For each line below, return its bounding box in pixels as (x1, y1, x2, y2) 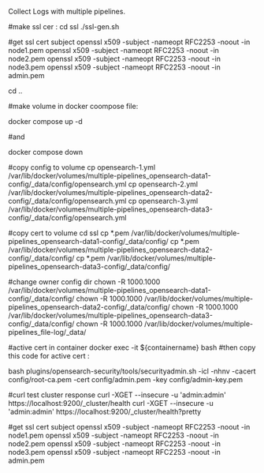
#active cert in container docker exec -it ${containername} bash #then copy (8, 343, 256, 352)
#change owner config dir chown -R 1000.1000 (8, 277, 161, 287)
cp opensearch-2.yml (128, 179, 199, 189)
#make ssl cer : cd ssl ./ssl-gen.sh (8, 22, 120, 31)
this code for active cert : (8, 351, 90, 360)
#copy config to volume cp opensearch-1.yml (8, 163, 156, 172)
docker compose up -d (8, 117, 83, 126)
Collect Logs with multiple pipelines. (8, 7, 126, 16)
